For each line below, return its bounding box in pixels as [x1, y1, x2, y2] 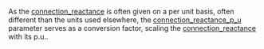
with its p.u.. [8, 32, 49, 41]
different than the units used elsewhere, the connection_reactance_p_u [8, 15, 242, 24]
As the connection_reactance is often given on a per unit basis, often [8, 7, 234, 16]
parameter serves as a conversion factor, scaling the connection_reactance [8, 24, 257, 32]
